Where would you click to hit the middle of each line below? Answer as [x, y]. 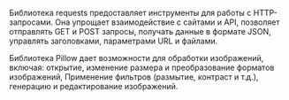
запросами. [31, 22]
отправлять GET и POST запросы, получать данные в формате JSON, [140, 31]
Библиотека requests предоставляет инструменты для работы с [130, 13]
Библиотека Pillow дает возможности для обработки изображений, [137, 58]
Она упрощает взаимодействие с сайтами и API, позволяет [167, 22]
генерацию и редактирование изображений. [94, 86]
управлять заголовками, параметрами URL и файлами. [114, 41]
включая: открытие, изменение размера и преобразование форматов [142, 67]
